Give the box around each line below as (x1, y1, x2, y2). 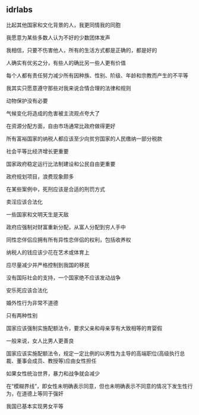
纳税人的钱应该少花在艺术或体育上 (6, 249, 90, 256)
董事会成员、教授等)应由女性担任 (16, 357, 97, 364)
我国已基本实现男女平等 (6, 403, 64, 410)
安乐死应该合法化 (6, 287, 48, 294)
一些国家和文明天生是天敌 (6, 210, 69, 218)
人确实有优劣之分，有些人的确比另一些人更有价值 (6, 59, 126, 66)
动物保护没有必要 (6, 97, 48, 104)
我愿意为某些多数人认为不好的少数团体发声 (6, 34, 110, 41)
